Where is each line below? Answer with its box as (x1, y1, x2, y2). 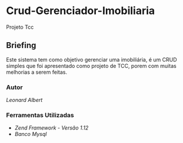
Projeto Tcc (6, 23, 34, 30)
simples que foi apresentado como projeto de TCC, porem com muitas (6, 62, 177, 69)
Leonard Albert (6, 97, 43, 104)
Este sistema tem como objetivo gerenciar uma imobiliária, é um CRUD (6, 56, 178, 63)
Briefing (6, 40, 36, 50)
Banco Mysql (14, 131, 47, 138)
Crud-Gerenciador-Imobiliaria (6, 4, 155, 18)
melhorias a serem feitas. (6, 69, 68, 76)
